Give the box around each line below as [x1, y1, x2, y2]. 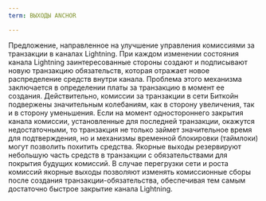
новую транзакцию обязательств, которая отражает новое [8, 65, 209, 75]
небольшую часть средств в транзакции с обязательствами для [8, 150, 229, 160]
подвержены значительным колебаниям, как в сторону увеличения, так [8, 99, 255, 109]
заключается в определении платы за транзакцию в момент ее [8, 83, 225, 92]
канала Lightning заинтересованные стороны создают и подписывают [8, 57, 248, 67]
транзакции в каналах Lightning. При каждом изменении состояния [8, 48, 239, 58]
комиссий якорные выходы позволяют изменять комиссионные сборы [8, 167, 252, 176]
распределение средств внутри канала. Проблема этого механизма [8, 74, 243, 83]
